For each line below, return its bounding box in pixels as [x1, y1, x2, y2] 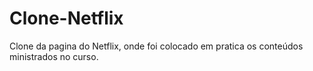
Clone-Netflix [9, 7, 124, 30]
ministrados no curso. [9, 50, 99, 62]
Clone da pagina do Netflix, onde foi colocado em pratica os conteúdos [9, 40, 304, 52]
